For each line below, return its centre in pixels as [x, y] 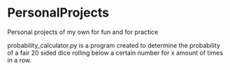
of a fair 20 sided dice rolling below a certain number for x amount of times [115, 53]
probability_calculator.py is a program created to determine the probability [114, 45]
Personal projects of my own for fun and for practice [83, 32]
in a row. [20, 60]
